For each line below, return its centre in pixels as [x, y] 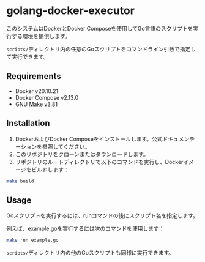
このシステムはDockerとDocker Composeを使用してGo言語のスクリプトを [100, 28]
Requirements [34, 76]
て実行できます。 [28, 56]
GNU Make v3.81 [36, 104]
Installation [28, 123]
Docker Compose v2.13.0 [47, 97]
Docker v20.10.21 [37, 91]
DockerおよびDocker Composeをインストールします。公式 [89, 139]
